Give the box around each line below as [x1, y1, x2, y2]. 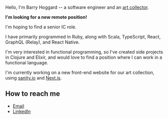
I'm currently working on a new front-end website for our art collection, [5, 69, 155, 75]
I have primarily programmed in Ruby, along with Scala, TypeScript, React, [5, 34, 161, 39]
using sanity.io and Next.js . [5, 75, 62, 81]
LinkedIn [12, 108, 31, 114]
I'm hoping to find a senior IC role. [5, 24, 77, 30]
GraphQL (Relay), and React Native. [5, 39, 80, 45]
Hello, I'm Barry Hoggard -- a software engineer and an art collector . [5, 5, 149, 10]
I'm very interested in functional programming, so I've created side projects [5, 49, 163, 55]
